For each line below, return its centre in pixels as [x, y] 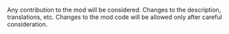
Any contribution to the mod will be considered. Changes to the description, [114, 10]
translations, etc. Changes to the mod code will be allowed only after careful [115, 17]
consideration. [27, 24]
